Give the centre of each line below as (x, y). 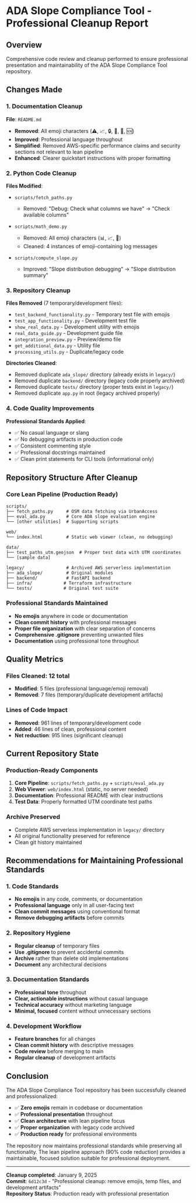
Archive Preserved (33, 817)
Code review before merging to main (59, 1051)
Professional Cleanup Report (77, 23)
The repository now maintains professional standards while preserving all (94, 1146)
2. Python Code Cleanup (41, 173)
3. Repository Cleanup (38, 290)
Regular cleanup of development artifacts (65, 1058)
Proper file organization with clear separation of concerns (85, 628)
